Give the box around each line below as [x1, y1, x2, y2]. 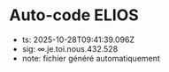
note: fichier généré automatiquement [21, 53, 161, 63]
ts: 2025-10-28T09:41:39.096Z [21, 34, 135, 45]
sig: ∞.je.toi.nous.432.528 [21, 43, 119, 54]
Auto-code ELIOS [9, 5, 139, 25]
